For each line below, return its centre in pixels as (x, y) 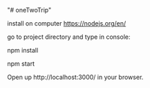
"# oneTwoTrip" (29, 10)
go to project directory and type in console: (69, 37)
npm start (21, 64)
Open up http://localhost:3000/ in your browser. (75, 77)
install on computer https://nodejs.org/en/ (67, 23)
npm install (23, 50)
